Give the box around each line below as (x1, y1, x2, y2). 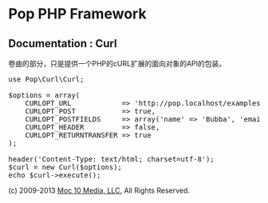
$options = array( (8, 91, 81, 100)
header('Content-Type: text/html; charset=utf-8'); (8, 155, 215, 164)
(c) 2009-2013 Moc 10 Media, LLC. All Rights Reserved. (8, 185, 190, 195)
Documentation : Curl (8, 37, 117, 50)
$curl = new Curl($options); (8, 163, 122, 172)
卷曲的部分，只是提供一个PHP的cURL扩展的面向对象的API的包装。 (8, 59, 226, 68)
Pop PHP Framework (8, 5, 147, 23)
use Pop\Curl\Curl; (8, 75, 85, 84)
